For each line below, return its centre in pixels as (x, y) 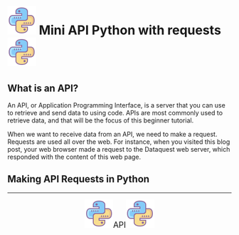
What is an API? (43, 88)
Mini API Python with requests (130, 30)
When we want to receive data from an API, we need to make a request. (112, 134)
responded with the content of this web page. (74, 157)
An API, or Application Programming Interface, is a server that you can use (116, 105)
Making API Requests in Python (79, 179)
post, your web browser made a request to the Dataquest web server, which (119, 149)
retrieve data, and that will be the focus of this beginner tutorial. (101, 120)
